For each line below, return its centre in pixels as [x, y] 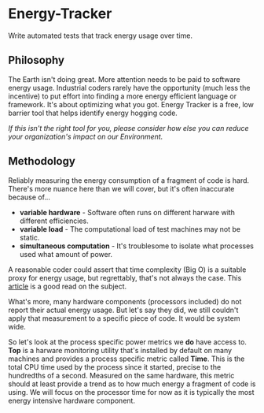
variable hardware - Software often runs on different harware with [127, 212]
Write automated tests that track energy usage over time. [100, 35]
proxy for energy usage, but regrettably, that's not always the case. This [125, 277]
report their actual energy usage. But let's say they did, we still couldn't [123, 310]
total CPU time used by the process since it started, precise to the [115, 366]
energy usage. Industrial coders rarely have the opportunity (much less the [129, 87]
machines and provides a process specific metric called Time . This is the [126, 359]
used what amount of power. [66, 254]
